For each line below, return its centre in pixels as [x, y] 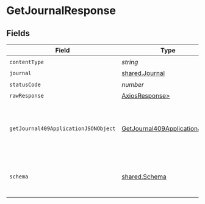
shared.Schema [144, 177]
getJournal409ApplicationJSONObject [63, 129]
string [130, 62]
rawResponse [27, 96]
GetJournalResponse [61, 11]
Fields [18, 33]
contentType [27, 62]
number [133, 84]
